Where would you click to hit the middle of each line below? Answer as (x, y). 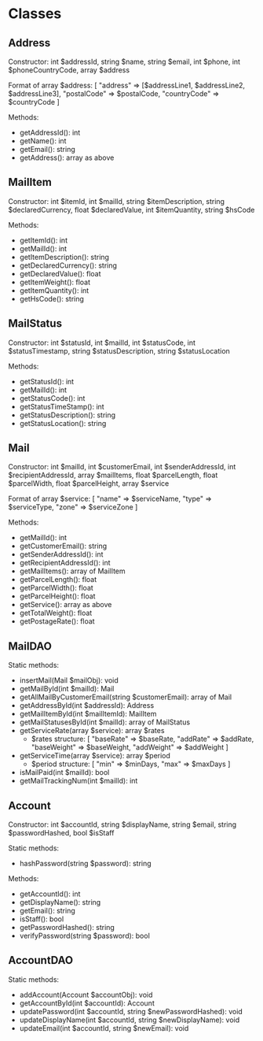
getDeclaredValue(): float (60, 273)
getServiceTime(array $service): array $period (95, 756)
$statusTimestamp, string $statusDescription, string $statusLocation (119, 350)
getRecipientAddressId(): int (65, 563)
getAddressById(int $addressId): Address (87, 706)
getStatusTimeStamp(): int (62, 406)
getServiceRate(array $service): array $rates (92, 731)
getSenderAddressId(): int (61, 554)
